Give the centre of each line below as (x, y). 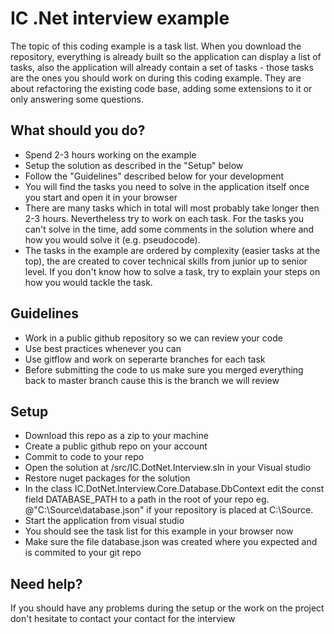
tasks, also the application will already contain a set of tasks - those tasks (162, 67)
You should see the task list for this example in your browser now (159, 531)
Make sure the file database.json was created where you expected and (171, 542)
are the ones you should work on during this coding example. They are (156, 78)
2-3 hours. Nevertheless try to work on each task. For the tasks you (164, 218)
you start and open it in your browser (101, 197)
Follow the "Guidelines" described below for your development (154, 176)
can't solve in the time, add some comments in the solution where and (169, 229)
